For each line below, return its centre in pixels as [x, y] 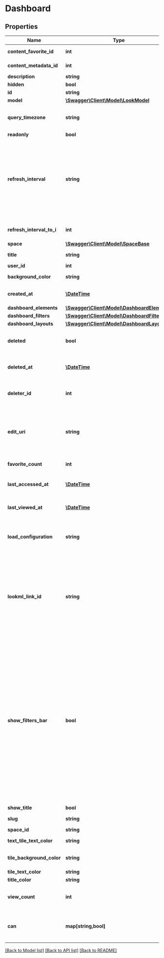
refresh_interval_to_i [32, 230]
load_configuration [30, 537]
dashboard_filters [29, 316]
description [21, 76]
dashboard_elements [32, 308]
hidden [16, 84]
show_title [20, 808]
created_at [20, 294]
